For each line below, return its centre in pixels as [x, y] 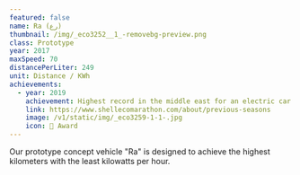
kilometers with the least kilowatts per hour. [90, 161]
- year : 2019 [42, 92]
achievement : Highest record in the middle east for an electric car [159, 101]
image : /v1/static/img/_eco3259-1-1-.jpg [104, 118]
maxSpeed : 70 [34, 59]
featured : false [40, 17]
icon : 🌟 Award [52, 127]
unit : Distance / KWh [50, 76]
